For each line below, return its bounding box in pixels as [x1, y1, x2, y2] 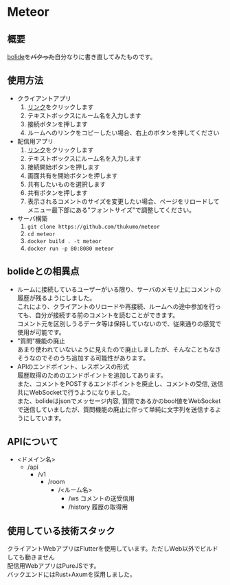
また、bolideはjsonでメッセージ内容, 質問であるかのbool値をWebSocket [16, 396, 221, 405]
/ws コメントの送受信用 [68, 494, 135, 503]
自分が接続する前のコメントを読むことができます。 [34, 310, 179, 319]
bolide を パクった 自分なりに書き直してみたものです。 [7, 53, 157, 60]
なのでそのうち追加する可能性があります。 [29, 354, 150, 362]
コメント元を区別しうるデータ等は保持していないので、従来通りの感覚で [16, 319, 222, 328]
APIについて [7, 436, 58, 448]
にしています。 [23, 413, 65, 422]
